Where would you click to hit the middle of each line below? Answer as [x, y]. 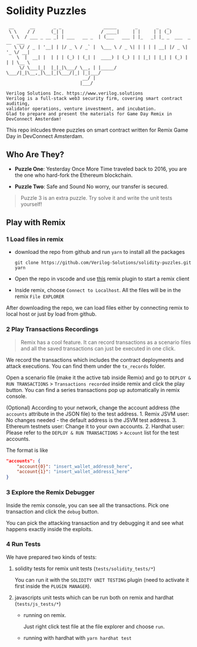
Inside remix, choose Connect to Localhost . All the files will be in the [98, 290]
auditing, [18, 103]
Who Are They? [35, 155]
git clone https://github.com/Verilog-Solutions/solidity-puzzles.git [103, 263]
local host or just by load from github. [51, 314]
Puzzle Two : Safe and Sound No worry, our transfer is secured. [91, 186]
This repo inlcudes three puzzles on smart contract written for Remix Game [97, 130]
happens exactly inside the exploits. [49, 529]
